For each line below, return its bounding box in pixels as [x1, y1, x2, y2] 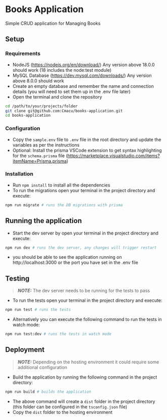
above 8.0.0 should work [12, 77, 65, 84]
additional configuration [17, 364, 67, 370]
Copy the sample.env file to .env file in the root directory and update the [12, 136, 161, 143]
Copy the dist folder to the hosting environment [12, 409, 113, 415]
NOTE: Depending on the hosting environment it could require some [17, 359, 159, 365]
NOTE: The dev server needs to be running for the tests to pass [17, 288, 150, 294]
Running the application [5, 216, 82, 225]
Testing [5, 274, 30, 283]
